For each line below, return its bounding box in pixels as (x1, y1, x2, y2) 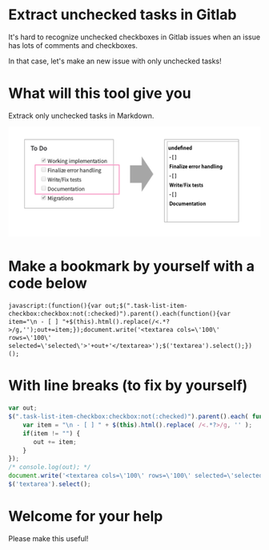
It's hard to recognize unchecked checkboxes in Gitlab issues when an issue (8, 32, 261, 42)
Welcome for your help (8, 508, 163, 526)
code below (8, 274, 88, 293)
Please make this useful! (8, 533, 89, 543)
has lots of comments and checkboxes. (8, 40, 138, 50)
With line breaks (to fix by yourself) (8, 377, 248, 394)
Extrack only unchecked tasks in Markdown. (8, 111, 155, 120)
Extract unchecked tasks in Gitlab (8, 6, 237, 24)
